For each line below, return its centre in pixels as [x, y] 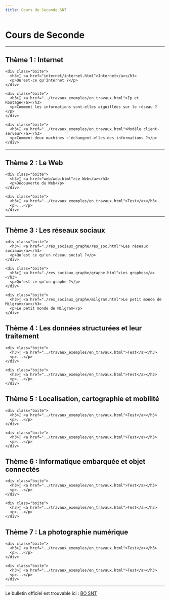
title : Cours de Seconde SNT [36, 10]
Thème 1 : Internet [34, 60]
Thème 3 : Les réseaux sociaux [55, 230]
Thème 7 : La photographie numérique [67, 532]
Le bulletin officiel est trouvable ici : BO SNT [51, 593]
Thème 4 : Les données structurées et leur [74, 328]
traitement [22, 336]
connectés [23, 469]
